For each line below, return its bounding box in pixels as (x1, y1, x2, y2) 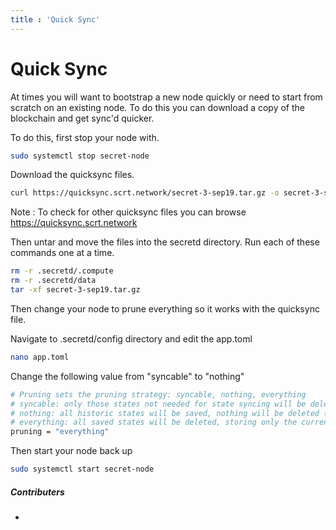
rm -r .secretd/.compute (10, 266, 114, 276)
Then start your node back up (10, 445, 133, 457)
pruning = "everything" (10, 427, 110, 437)
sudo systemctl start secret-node (10, 464, 155, 475)
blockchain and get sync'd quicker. (10, 112, 155, 124)
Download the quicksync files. (10, 169, 135, 181)
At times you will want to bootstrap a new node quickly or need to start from (10, 91, 323, 103)
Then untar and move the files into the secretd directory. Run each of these (10, 236, 320, 248)
